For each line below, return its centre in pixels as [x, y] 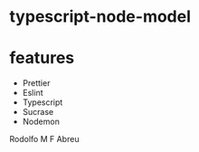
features [42, 58]
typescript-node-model [100, 17]
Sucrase [38, 112]
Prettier [36, 83]
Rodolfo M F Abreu [44, 139]
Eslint [33, 93]
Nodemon [41, 122]
